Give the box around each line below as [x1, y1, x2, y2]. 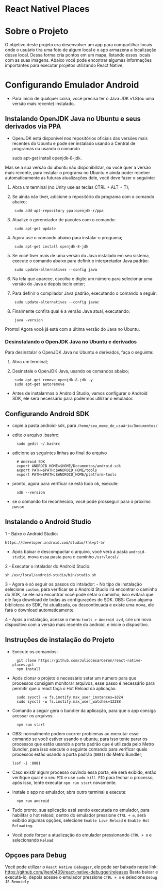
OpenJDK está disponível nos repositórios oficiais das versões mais [12, 135, 148, 141]
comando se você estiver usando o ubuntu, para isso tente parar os [12, 736, 148, 742]
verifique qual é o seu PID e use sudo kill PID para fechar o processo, [12, 774, 154, 780]
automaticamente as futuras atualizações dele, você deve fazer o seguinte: [5, 175, 155, 180]
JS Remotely [5, 879, 29, 885]
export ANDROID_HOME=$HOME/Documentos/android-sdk [16, 463, 121, 468]
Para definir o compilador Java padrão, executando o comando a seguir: [12, 290, 157, 296]
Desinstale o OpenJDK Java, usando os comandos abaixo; [12, 368, 130, 374]
